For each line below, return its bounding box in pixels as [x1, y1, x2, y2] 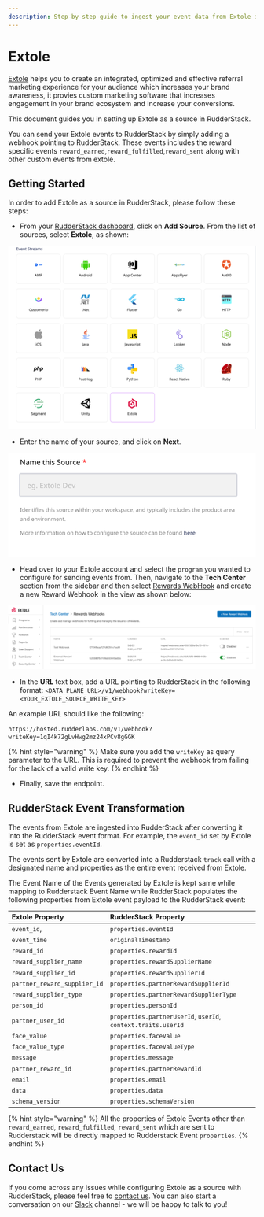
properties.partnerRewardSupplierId [109, 980, 230, 988]
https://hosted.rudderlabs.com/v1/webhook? [8, 725, 153, 733]
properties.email [109, 1075, 167, 1084]
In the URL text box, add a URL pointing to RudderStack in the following [19, 677, 251, 686]
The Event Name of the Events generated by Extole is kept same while [8, 878, 236, 887]
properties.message [109, 1054, 174, 1062]
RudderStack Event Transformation [8, 801, 185, 815]
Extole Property [11, 912, 64, 922]
